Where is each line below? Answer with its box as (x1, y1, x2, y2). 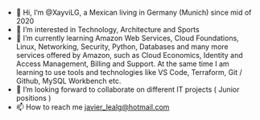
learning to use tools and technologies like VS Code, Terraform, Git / (15, 68, 243, 77)
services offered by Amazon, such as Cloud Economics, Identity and (15, 51, 243, 60)
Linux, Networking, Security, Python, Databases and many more (15, 42, 229, 52)
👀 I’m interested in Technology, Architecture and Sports (15, 25, 200, 34)
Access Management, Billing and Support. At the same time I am (15, 59, 229, 68)
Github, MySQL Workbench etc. (15, 77, 122, 85)
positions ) (15, 93, 52, 102)
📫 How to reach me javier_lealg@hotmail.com (15, 102, 170, 112)
